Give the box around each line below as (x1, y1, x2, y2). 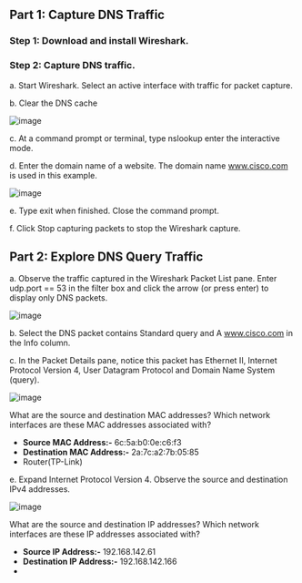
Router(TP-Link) (22, 456, 84, 467)
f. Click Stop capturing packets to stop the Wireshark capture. (9, 222, 241, 233)
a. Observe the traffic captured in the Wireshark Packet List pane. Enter (9, 273, 277, 284)
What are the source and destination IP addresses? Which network (9, 519, 259, 530)
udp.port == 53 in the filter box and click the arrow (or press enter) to (9, 282, 269, 294)
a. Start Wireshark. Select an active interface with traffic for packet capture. (9, 79, 294, 90)
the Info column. (9, 337, 71, 349)
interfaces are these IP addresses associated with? (9, 528, 200, 540)
